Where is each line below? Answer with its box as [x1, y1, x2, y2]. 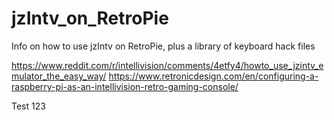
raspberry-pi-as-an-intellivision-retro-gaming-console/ [11, 80, 239, 92]
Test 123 [11, 100, 46, 112]
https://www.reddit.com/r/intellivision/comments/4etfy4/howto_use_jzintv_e [11, 59, 324, 71]
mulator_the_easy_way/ [11, 70, 107, 82]
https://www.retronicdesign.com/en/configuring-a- [108, 70, 319, 82]
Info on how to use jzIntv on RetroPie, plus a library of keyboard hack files [11, 40, 316, 52]
